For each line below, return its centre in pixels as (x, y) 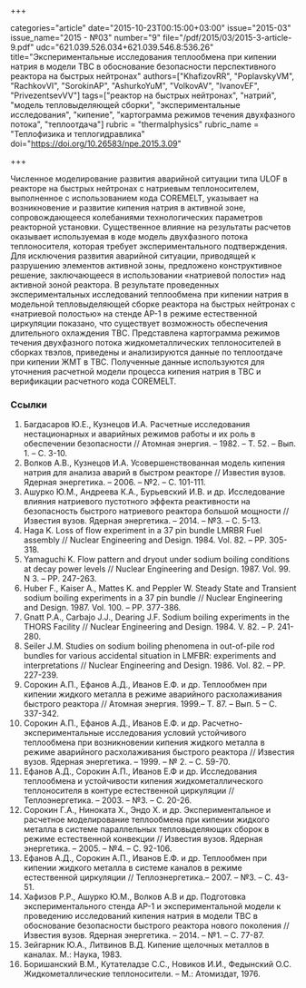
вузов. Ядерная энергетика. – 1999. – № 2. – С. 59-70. (127, 762)
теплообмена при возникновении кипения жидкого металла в (144, 743)
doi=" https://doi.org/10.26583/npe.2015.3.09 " (96, 143)
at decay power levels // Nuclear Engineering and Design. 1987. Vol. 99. (157, 569)
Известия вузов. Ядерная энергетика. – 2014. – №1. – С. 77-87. (144, 935)
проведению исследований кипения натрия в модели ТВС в (140, 916)
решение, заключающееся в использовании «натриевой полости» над (148, 275)
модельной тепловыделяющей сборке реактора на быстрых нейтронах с (153, 304)
